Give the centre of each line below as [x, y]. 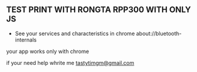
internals [26, 40]
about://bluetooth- [159, 33]
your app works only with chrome [48, 51]
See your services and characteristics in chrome [75, 33]
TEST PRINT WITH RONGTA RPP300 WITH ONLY [98, 10]
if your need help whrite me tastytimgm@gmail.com [70, 62]
